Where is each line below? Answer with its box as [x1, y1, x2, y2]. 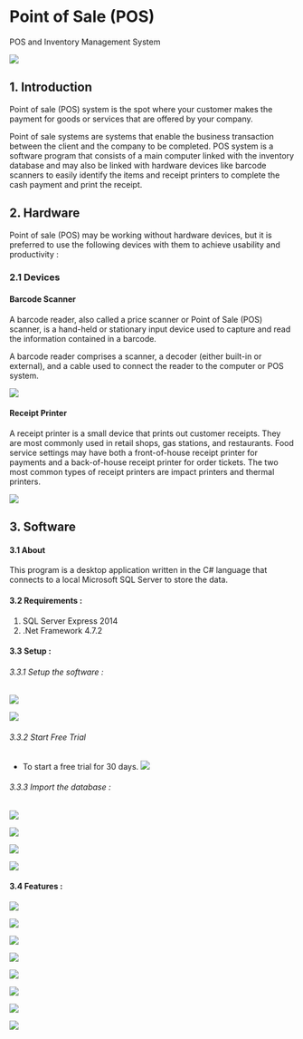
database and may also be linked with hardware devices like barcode [9, 160, 267, 170]
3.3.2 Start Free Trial [9, 732, 86, 743]
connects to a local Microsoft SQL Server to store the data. [9, 574, 229, 586]
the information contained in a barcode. [9, 333, 156, 344]
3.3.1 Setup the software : [9, 666, 104, 677]
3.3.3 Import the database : [9, 782, 111, 792]
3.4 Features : [9, 881, 63, 892]
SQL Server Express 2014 [22, 615, 118, 626]
